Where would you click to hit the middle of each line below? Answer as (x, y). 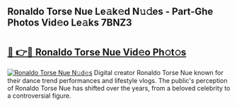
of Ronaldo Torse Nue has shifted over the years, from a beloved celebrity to (119, 88)
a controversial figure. (39, 96)
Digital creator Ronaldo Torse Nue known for (159, 73)
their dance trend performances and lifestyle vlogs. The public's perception (117, 80)
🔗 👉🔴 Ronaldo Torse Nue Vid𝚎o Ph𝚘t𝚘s (97, 52)
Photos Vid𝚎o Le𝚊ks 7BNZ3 (70, 23)
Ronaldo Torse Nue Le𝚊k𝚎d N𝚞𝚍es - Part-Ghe (110, 12)
